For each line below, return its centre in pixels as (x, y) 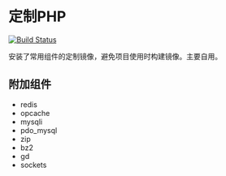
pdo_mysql (39, 130)
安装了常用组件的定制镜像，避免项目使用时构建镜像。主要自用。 (115, 56)
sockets (33, 165)
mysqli (31, 122)
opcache (35, 113)
